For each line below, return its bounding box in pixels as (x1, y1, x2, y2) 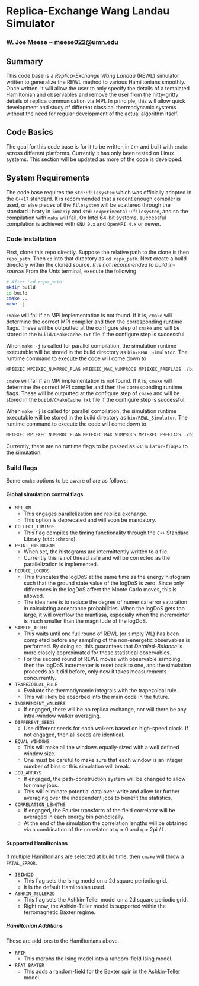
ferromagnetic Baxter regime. (23, 908, 96, 916)
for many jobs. (23, 782, 59, 789)
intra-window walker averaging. (23, 712, 101, 720)
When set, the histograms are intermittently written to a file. (23, 548, 169, 555)
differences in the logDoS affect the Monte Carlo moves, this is (23, 586, 177, 593)
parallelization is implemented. (23, 560, 98, 568)
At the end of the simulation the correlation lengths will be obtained (23, 820, 188, 827)
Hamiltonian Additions (6, 922, 63, 930)
